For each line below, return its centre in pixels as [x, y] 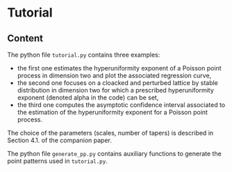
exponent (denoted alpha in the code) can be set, [88, 97]
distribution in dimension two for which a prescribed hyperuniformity [115, 90]
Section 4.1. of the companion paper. [60, 140]
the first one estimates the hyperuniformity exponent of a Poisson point [119, 68]
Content [25, 38]
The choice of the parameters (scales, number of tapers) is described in [110, 133]
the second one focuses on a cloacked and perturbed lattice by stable [118, 83]
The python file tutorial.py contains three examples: [84, 55]
